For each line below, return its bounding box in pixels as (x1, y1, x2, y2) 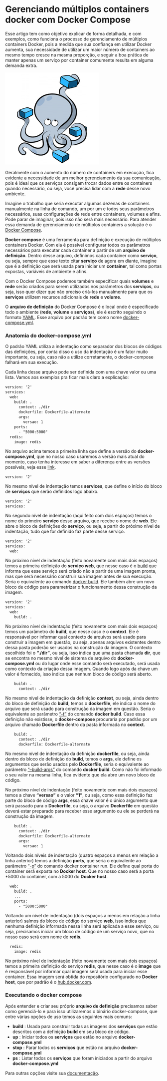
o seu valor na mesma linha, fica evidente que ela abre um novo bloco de (5, 772, 156, 778)
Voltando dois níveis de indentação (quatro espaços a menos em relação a (5, 852, 159, 858)
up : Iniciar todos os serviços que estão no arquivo (12, 1034, 118, 1040)
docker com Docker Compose (5, 14, 131, 25)
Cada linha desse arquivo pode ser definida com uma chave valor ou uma (5, 369, 157, 375)
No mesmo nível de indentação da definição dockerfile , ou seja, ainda (5, 750, 150, 757)
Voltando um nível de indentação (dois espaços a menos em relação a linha (5, 913, 161, 919)
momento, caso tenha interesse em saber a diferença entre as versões (5, 459, 151, 465)
